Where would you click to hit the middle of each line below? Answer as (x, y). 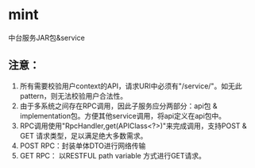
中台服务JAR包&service (46, 37)
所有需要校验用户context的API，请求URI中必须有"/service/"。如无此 (131, 86)
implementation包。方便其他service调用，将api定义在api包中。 (123, 115)
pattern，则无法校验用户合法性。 (73, 96)
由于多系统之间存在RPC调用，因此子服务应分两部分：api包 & (118, 106)
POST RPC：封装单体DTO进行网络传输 (83, 146)
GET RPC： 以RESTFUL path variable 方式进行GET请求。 (113, 155)
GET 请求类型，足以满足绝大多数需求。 (83, 135)
